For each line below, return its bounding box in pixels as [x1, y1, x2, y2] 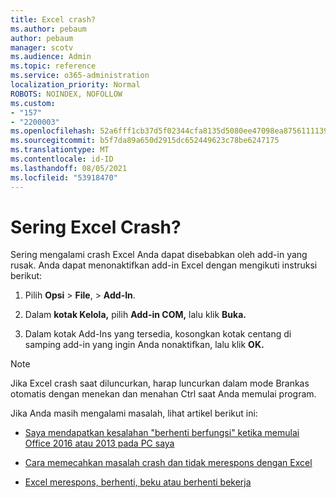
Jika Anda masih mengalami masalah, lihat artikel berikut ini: [10, 407, 258, 420]
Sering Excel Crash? [10, 216, 182, 238]
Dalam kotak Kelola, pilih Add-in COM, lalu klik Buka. [24, 309, 247, 321]
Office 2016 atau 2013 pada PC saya [24, 437, 175, 450]
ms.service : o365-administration [10, 71, 150, 81]
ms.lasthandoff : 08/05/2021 [10, 163, 128, 173]
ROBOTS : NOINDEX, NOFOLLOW [10, 89, 123, 99]
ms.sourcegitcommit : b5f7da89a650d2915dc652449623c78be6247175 [10, 136, 280, 146]
